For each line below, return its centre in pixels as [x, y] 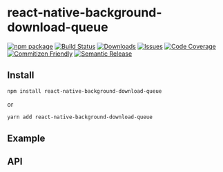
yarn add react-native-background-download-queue [80, 117]
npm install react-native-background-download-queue [85, 91]
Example [26, 138]
